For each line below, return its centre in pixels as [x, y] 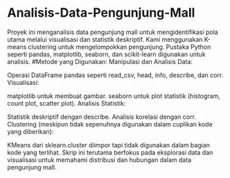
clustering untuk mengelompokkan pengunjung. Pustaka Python [120, 47]
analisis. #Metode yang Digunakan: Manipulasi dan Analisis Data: [100, 61]
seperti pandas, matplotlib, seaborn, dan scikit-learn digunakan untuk [106, 54]
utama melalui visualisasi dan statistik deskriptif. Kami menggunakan [105, 39]
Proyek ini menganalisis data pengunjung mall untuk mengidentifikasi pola [113, 32]
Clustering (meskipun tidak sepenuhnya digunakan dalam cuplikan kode [110, 124]
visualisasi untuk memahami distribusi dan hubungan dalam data [99, 160]
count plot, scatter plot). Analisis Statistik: [67, 103]
